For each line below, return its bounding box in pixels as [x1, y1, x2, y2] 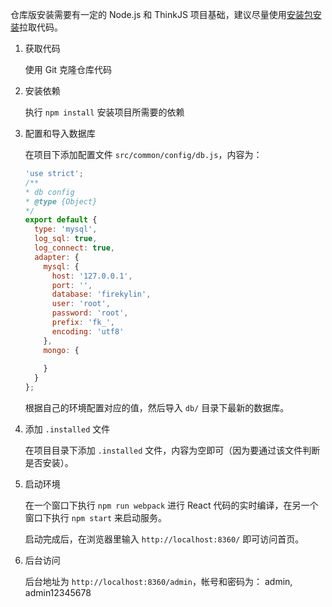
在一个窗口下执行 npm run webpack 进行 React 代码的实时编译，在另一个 [24, 499, 319, 511]
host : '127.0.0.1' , [51, 271, 133, 281]
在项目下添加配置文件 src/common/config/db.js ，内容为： [24, 149, 263, 160]
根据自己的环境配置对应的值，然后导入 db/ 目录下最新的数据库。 [24, 402, 290, 413]
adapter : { [34, 252, 80, 262]
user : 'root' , [51, 299, 111, 309]
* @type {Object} [24, 196, 98, 207]
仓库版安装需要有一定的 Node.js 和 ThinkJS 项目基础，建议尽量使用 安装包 [10, 9, 313, 20]
